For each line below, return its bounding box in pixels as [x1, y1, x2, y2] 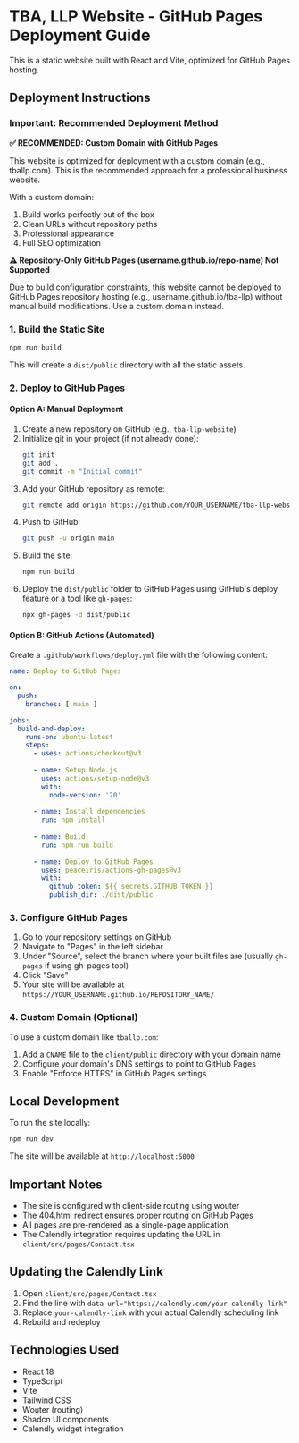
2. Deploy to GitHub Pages [9, 382, 126, 394]
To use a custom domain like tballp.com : [9, 1031, 159, 1042]
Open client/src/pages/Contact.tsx [21, 1287, 157, 1298]
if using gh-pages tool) [44, 960, 129, 971]
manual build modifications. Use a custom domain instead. [9, 300, 225, 311]
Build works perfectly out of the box [21, 208, 154, 220]
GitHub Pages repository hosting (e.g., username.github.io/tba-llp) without [9, 291, 283, 301]
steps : [25, 740, 50, 750]
